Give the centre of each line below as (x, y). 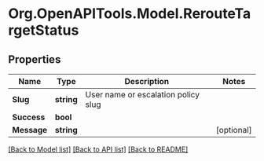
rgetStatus (44, 30)
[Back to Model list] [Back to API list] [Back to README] (98, 149)
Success (29, 117)
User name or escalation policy (143, 95)
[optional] (234, 130)
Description (147, 81)
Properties (35, 59)
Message (30, 130)
